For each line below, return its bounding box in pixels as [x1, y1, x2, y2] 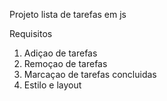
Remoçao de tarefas [23, 58, 108, 69]
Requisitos [9, 28, 53, 39]
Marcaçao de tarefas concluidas [23, 69, 157, 80]
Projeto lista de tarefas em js [9, 9, 127, 20]
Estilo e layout [23, 79, 82, 91]
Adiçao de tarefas [23, 47, 98, 59]
